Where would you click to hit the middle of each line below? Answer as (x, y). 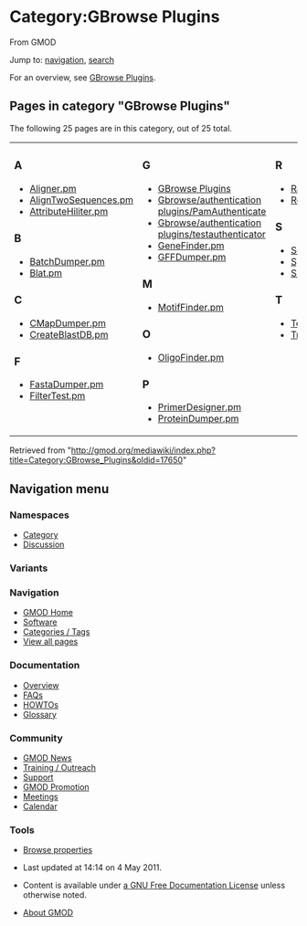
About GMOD (48, 913)
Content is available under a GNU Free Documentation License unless (154, 885)
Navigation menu (59, 489)
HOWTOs (41, 704)
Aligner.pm (53, 188)
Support (38, 777)
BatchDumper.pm (67, 261)
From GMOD (33, 42)
